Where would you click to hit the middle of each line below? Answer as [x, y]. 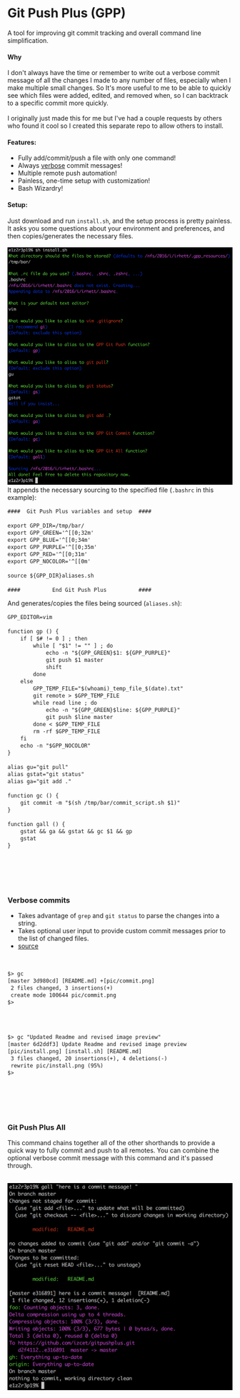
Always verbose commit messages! [70, 166]
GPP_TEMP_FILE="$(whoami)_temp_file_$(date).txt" [108, 688]
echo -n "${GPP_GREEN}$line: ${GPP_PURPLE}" [113, 710]
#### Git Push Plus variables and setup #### [80, 511]
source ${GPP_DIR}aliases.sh [51, 575]
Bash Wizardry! [40, 188]
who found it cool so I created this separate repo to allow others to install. [115, 126]
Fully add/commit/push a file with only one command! [97, 158]
